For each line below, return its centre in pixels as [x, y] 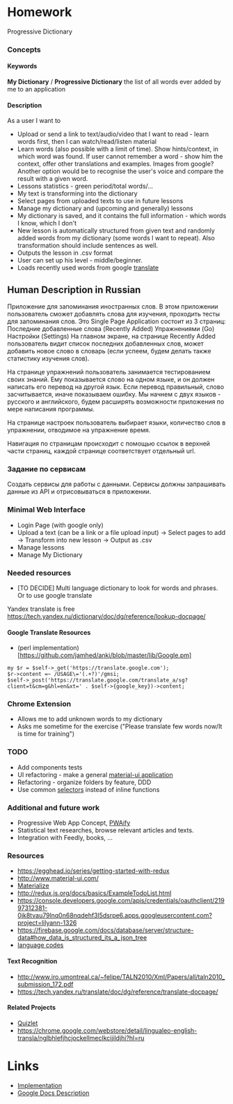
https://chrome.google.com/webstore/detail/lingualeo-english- [107, 1030]
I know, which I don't [47, 223]
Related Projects [32, 1008]
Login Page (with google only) [61, 525]
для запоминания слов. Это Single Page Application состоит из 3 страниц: [116, 321]
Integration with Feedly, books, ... [65, 838]
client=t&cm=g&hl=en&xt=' [45, 686]
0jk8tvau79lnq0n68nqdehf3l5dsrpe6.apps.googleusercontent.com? [114, 915]
